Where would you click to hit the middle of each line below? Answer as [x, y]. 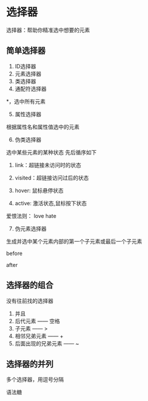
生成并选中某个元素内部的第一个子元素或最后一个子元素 [74, 241]
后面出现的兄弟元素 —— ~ [47, 343]
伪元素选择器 [30, 229]
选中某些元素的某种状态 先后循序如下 [51, 152]
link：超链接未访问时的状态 [48, 165]
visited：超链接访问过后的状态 [52, 178]
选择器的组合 [30, 285]
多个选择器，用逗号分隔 [35, 379]
